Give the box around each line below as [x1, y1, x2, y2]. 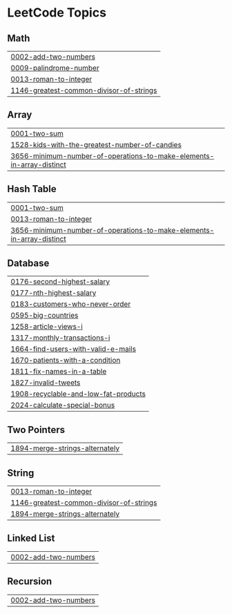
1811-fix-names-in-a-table [10, 367, 107, 376]
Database [7, 258, 50, 269]
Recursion [7, 575, 52, 588]
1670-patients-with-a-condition [10, 356, 121, 365]
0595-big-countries [10, 311, 79, 320]
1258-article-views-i [10, 322, 83, 332]
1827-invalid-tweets [10, 378, 81, 387]
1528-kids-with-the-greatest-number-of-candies [10, 140, 182, 149]
